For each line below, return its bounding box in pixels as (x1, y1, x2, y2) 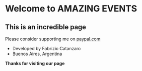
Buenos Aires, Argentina (12, 51, 62, 57)
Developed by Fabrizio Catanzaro (12, 46, 81, 51)
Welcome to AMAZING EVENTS (5, 3, 138, 14)
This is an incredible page (5, 23, 86, 31)
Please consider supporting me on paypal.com (5, 36, 101, 42)
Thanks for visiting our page (5, 61, 65, 66)
